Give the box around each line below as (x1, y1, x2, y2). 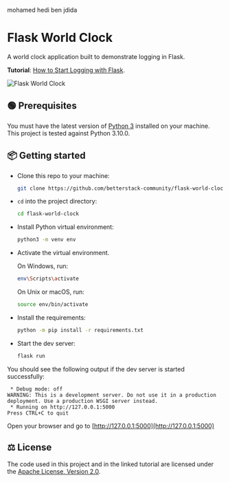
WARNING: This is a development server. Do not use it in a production (7, 391, 216, 398)
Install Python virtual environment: (16, 223, 115, 231)
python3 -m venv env (16, 237, 76, 243)
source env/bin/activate (16, 301, 89, 308)
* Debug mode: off (10, 385, 63, 393)
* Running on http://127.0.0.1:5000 (10, 404, 115, 410)
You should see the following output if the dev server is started (7, 364, 185, 373)
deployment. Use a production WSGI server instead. (7, 397, 158, 404)
